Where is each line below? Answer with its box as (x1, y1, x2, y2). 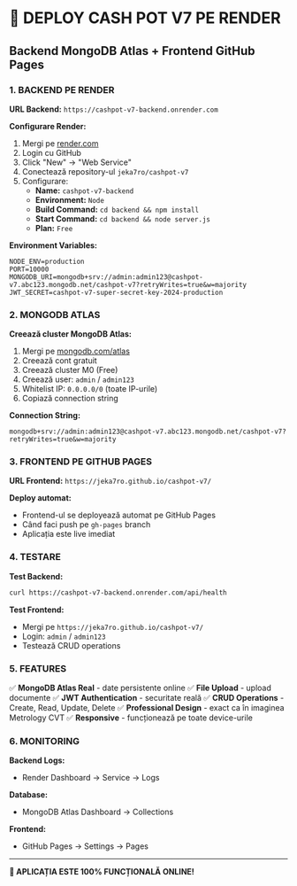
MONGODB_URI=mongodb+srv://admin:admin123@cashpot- (9, 272, 203, 282)
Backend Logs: (9, 755, 65, 766)
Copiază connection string (21, 393, 119, 404)
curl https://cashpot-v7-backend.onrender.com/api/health (9, 588, 227, 597)
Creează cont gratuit (21, 355, 97, 366)
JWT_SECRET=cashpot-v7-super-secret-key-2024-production (9, 288, 224, 297)
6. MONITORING (9, 734, 80, 747)
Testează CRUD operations (21, 640, 121, 650)
